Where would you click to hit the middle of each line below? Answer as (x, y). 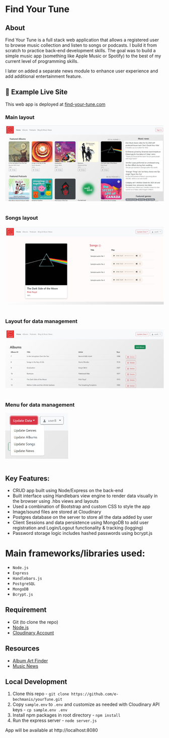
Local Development (36, 681)
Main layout (20, 117)
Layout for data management (41, 321)
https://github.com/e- (95, 694)
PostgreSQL (24, 584)
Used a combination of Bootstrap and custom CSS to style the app (81, 506)
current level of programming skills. (42, 61)
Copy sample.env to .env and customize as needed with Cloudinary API (86, 704)
